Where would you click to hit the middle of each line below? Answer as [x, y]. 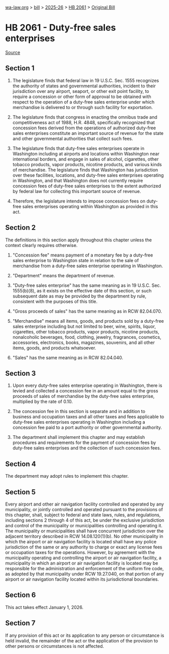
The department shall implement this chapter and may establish [79, 437]
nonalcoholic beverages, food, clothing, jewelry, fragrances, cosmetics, [87, 337]
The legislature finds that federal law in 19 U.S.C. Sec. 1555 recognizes [86, 80]
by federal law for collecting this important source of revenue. [77, 191]
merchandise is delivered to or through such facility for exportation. [82, 107]
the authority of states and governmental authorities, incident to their [84, 86]
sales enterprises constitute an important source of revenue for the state [88, 133]
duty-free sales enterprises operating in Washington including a [79, 422]
